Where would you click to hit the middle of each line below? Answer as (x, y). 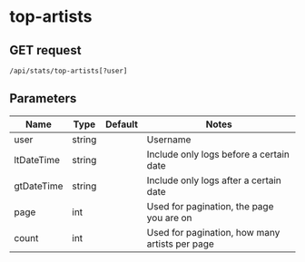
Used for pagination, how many (213, 232)
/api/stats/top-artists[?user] (69, 71)
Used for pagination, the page (210, 206)
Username (169, 140)
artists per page (181, 244)
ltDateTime (37, 160)
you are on (169, 218)
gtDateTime (39, 186)
